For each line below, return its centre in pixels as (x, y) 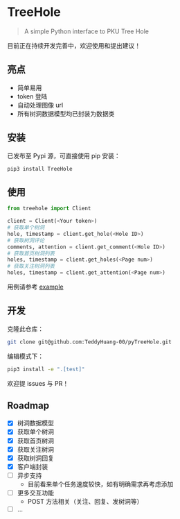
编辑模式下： (25, 356)
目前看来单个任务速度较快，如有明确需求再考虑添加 (100, 484)
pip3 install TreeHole (40, 169)
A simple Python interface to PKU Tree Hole (87, 31)
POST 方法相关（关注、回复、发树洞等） (85, 501)
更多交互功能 (35, 493)
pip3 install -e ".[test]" (46, 369)
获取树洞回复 (35, 458)
